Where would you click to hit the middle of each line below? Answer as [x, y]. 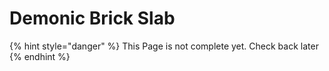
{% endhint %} [40, 56]
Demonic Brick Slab [92, 18]
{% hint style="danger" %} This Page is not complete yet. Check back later [164, 46]
